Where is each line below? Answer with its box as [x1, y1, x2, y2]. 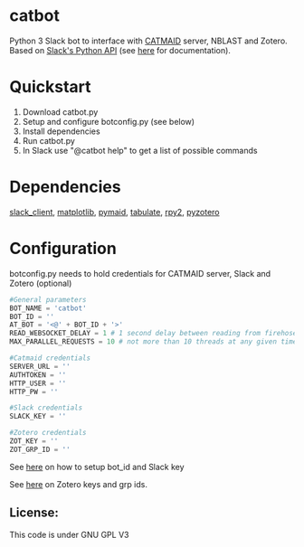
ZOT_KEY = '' [9, 437, 59, 446]
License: [9, 505, 59, 521]
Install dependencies [22, 126, 101, 137]
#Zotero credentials [9, 429, 88, 438]
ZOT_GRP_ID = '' [9, 445, 71, 454]
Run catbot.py [22, 135, 75, 146]
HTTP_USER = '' [9, 379, 67, 388]
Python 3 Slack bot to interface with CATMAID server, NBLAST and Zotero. [9, 35, 288, 46]
